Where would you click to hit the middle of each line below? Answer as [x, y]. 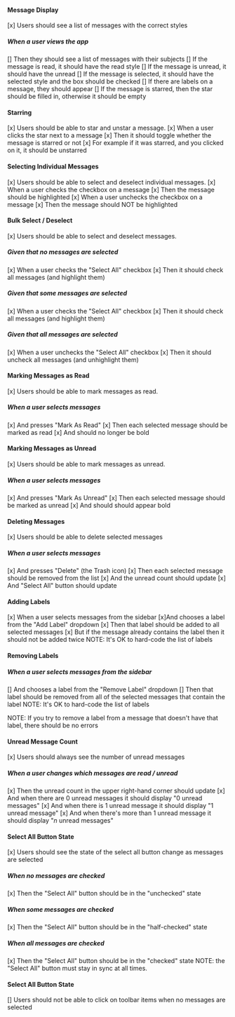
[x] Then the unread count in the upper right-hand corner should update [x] [116, 791]
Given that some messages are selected [67, 293]
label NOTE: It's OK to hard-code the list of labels [78, 704]
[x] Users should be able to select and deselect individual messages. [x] [112, 182]
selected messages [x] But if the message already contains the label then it [116, 632]
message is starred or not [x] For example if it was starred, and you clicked [116, 143]
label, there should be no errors [53, 725]
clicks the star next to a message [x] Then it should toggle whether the [109, 135]
